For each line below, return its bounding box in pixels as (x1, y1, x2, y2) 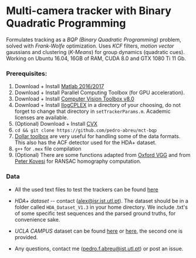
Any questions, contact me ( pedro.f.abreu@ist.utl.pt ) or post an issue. (14, 245, 184, 252)
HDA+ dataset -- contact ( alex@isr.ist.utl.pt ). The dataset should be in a (14, 197, 189, 204)
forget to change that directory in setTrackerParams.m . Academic (14, 108, 171, 115)
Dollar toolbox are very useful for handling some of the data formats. (14, 133, 181, 140)
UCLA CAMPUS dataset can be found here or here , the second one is (14, 227, 183, 234)
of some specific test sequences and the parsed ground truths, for (14, 210, 176, 217)
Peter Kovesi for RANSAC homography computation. (14, 158, 142, 165)
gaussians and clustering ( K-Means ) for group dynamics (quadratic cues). (6, 48, 185, 55)
